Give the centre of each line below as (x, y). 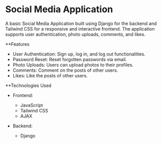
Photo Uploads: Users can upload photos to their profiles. (73, 65)
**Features (17, 44)
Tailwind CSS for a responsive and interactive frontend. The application (80, 28)
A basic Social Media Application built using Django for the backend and (81, 23)
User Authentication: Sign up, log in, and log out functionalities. (79, 54)
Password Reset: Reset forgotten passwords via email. (70, 59)
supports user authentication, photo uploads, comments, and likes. (75, 34)
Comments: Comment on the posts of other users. (65, 70)
